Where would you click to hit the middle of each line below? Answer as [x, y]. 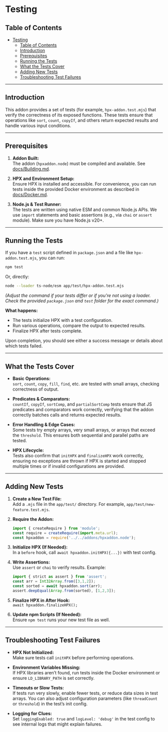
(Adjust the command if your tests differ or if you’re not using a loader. [78, 296]
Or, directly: [17, 277]
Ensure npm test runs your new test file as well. [61, 620]
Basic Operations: [31, 379]
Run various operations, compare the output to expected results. [79, 326]
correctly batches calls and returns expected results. [67, 415]
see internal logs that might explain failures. [57, 724]
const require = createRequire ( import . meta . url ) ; [65, 533]
